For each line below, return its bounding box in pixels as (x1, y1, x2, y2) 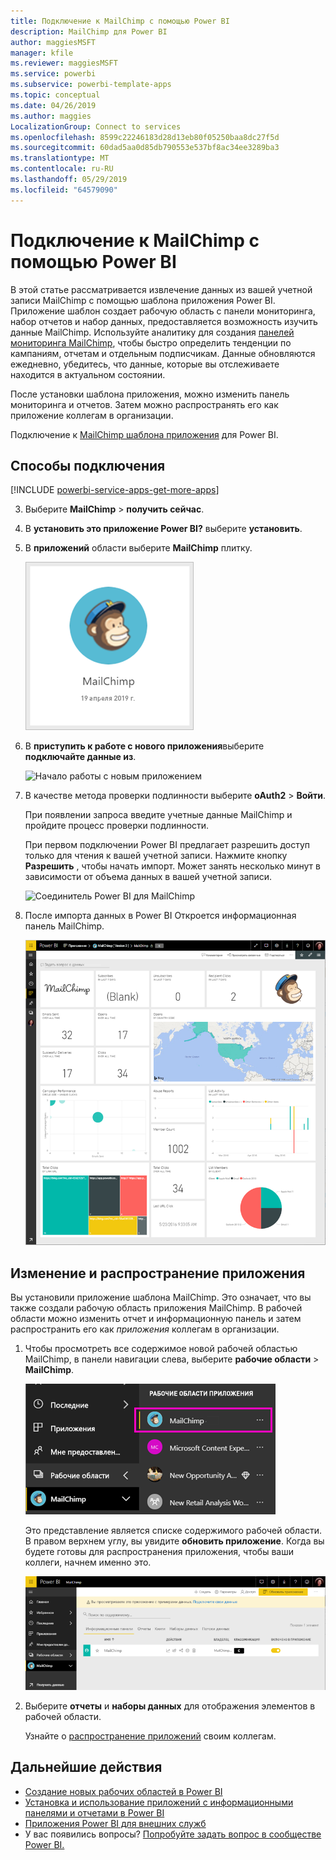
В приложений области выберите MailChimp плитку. (24, 542, 253, 554)
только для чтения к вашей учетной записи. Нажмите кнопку (24, 850, 288, 862)
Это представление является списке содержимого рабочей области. (24, 1525, 323, 1537)
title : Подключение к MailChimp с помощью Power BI (10, 16, 230, 26)
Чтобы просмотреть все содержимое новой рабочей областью (24, 1343, 298, 1355)
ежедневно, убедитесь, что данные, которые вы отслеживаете (10, 358, 280, 370)
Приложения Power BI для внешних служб (24, 1817, 207, 1829)
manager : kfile (10, 48, 74, 58)
